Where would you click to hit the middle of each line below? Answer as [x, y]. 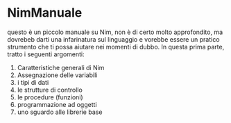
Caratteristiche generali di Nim [61, 67]
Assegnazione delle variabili [57, 75]
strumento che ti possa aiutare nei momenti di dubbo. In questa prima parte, [116, 47]
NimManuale [45, 13]
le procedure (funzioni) [50, 97]
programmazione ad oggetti [57, 104]
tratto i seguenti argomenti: [46, 54]
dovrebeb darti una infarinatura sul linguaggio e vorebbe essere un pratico [113, 39]
